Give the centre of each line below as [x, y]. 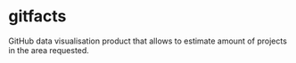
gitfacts [37, 16]
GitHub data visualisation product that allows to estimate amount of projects [148, 41]
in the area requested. [49, 50]
